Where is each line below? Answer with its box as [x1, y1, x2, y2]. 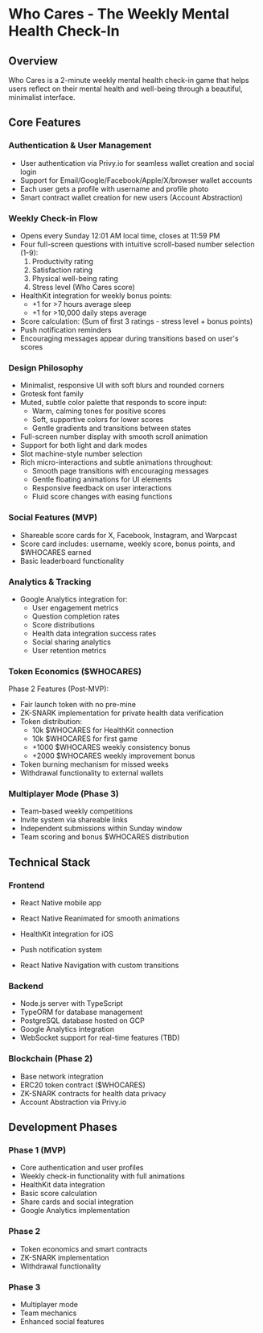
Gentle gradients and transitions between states [31, 424, 191, 433]
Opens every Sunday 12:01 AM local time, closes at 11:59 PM [19, 230, 220, 240]
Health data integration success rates [31, 628, 157, 638]
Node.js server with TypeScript [19, 999, 123, 1008]
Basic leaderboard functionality [19, 556, 125, 565]
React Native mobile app [19, 898, 102, 908]
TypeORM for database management [19, 1008, 143, 1017]
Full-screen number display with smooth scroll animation [19, 432, 208, 441]
